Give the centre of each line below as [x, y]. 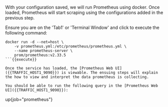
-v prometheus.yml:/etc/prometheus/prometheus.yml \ [70, 46]
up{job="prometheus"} [29, 99]
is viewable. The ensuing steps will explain [109, 72]
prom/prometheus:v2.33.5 [40, 55]
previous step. [20, 18]
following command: [26, 33]
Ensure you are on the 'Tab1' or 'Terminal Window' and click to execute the [82, 27]
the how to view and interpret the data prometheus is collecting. [77, 77]
